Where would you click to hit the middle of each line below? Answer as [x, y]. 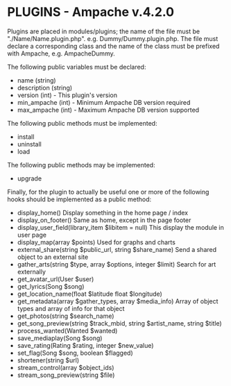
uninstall [29, 144]
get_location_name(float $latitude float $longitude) [90, 294]
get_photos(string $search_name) [66, 316]
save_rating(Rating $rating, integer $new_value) [85, 345]
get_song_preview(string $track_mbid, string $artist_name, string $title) [119, 323]
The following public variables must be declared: [77, 67]
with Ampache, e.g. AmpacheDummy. [61, 53]
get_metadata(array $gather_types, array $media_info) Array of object [118, 301]
